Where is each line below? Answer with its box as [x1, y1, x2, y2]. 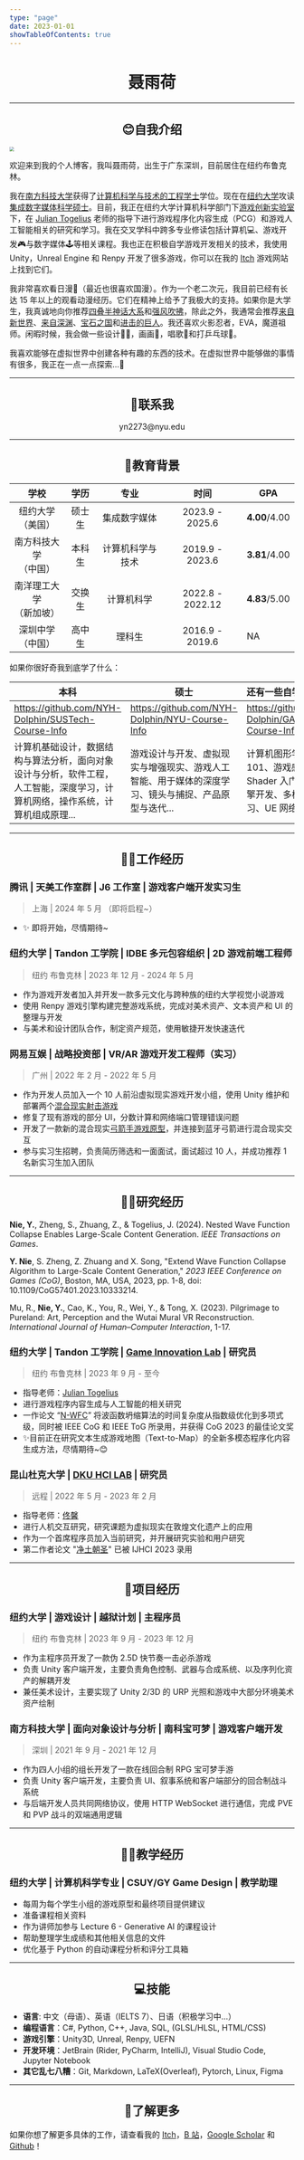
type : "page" [9, 13, 59, 23]
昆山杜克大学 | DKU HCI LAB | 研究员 [9, 1469, 168, 1481]
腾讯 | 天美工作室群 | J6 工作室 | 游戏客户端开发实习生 [9, 881, 242, 894]
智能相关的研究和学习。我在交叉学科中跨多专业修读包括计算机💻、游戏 [16, 224, 280, 235]
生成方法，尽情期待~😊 [22, 1444, 109, 1455]
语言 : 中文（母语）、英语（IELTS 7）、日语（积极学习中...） [22, 2011, 237, 2022]
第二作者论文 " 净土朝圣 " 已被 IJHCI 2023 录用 [22, 1544, 193, 1555]
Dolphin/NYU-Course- [129, 712, 229, 725]
